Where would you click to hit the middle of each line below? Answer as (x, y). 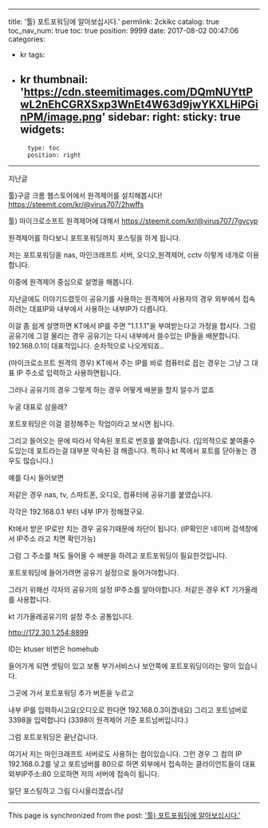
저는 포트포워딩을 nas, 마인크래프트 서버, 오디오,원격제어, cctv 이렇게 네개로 (126, 255)
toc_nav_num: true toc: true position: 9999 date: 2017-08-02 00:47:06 (124, 30)
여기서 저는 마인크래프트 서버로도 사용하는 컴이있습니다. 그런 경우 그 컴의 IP (125, 754)
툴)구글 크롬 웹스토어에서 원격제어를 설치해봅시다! (85, 195)
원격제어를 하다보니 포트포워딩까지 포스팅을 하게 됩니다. (95, 237)
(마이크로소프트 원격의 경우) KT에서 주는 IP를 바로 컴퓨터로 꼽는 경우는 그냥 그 (129, 362)
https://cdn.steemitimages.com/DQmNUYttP (138, 92)
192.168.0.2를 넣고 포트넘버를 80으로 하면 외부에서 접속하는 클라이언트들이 (124, 763)
